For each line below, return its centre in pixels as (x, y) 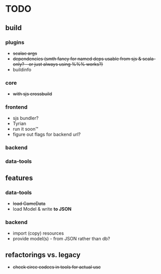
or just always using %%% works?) (66, 64)
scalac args (25, 53)
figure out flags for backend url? (47, 134)
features (19, 178)
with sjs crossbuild (32, 94)
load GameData (29, 204)
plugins (15, 42)
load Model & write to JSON (42, 209)
